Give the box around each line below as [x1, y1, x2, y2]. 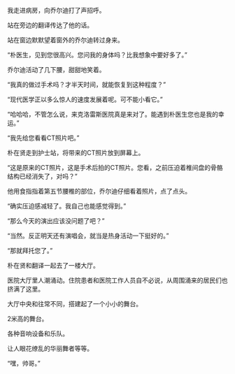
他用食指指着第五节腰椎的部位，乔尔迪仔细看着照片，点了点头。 [7, 187, 191, 195]
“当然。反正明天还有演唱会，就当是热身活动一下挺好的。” [7, 231, 169, 240]
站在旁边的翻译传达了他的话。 [7, 21, 93, 29]
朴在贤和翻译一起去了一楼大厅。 [7, 261, 99, 269]
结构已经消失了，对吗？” [7, 172, 78, 180]
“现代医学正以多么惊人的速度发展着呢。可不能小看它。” [7, 95, 163, 103]
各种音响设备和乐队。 [7, 329, 69, 338]
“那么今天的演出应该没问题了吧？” [7, 217, 105, 225]
